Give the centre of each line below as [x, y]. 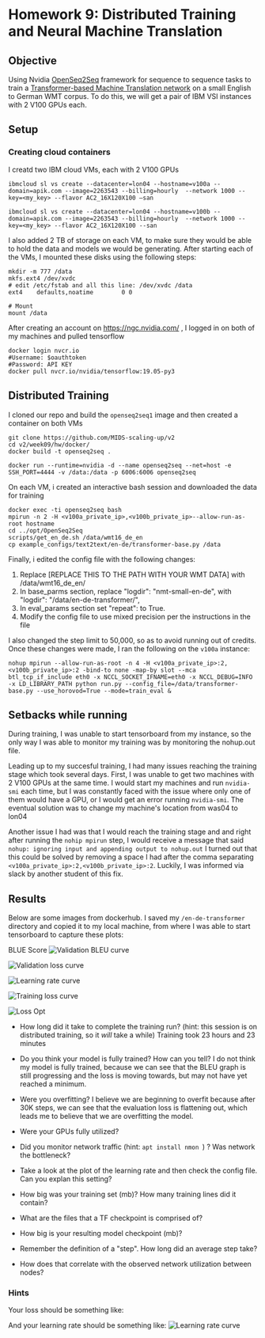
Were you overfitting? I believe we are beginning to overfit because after [137, 1099]
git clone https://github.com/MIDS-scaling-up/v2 [92, 438]
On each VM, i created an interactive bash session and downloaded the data [132, 487]
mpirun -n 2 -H [33, 517]
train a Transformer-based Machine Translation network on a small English [130, 88]
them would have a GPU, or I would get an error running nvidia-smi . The [126, 800]
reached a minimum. [53, 1084]
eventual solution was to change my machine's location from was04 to [123, 808]
